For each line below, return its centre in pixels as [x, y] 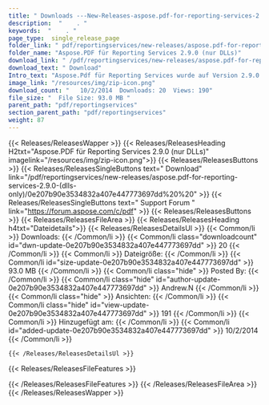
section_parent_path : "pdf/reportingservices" [87, 113]
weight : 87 [26, 120]
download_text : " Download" [55, 68]
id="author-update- [188, 279]
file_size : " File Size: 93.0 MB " [69, 98]
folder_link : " [34, 46]
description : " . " [48, 23]
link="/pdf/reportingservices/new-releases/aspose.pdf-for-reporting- [123, 176]
